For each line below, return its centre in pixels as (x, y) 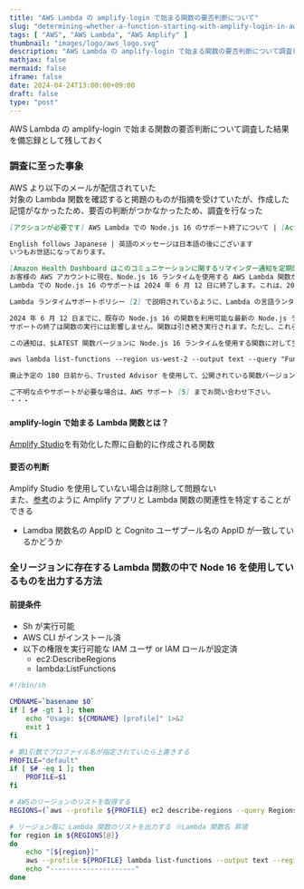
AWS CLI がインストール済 (71, 638)
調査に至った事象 (47, 166)
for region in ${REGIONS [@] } (64, 835)
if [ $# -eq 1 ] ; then (52, 769)
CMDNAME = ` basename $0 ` (52, 702)
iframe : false (36, 77)
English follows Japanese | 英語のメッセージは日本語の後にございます (131, 244)
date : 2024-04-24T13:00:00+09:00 (72, 85)
